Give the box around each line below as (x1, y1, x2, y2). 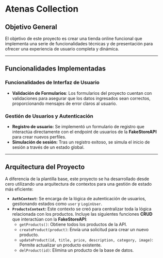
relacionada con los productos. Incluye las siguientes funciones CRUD (12, 211, 153, 217)
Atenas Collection (5, 3, 79, 15)
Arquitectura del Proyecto (5, 163, 85, 171)
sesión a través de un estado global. (12, 144, 85, 150)
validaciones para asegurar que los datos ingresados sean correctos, (12, 95, 151, 101)
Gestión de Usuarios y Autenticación (5, 113, 94, 120)
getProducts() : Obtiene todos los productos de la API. (19, 221, 127, 227)
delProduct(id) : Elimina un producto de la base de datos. (19, 247, 134, 253)
